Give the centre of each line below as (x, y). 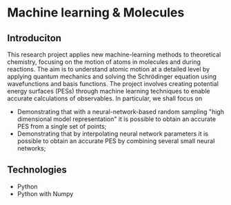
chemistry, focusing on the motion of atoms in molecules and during (104, 62)
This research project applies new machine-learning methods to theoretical (114, 54)
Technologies (37, 170)
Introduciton (34, 38)
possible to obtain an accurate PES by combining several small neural (116, 141)
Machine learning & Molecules (96, 13)
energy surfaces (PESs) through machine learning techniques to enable (109, 91)
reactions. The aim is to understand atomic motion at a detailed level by (109, 69)
